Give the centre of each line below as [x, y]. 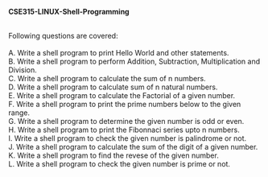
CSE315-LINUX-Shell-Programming [69, 12]
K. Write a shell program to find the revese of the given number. [113, 155]
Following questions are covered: [63, 36]
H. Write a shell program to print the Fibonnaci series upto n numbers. [124, 130]
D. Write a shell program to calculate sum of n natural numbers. [113, 87]
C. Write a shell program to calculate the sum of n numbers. [107, 78]
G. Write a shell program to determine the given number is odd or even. [126, 121]
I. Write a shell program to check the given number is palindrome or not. [128, 138]
